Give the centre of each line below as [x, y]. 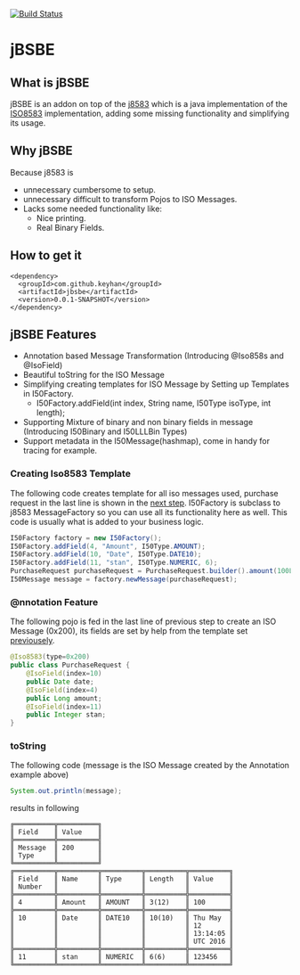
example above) [40, 774]
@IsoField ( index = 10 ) [64, 674]
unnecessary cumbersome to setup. [89, 189]
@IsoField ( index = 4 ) [62, 690]
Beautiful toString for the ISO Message [94, 375]
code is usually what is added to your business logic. [107, 521]
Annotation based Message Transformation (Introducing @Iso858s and [153, 356]
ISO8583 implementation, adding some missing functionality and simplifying [150, 113]
